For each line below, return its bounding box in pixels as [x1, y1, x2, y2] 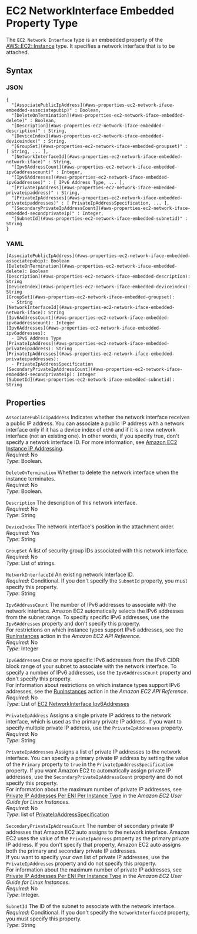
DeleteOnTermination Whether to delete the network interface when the [6, 469, 179, 476]
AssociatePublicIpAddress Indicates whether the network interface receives [6, 413, 190, 420]
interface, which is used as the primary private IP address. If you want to [6, 718, 182, 725]
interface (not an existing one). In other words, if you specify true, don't [6, 432, 179, 439]
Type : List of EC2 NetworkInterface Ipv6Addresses [6, 700, 129, 707]
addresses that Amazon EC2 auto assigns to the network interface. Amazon [6, 828, 190, 836]
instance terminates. [6, 475, 56, 482]
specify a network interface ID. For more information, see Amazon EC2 [6, 438, 178, 446]
